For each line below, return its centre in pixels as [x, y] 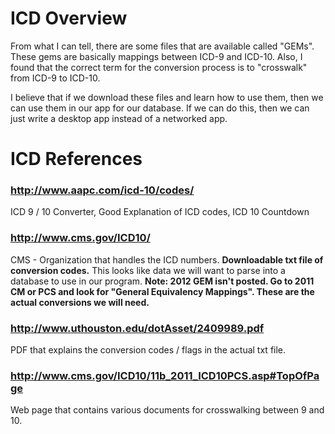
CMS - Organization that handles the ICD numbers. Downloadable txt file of [167, 259]
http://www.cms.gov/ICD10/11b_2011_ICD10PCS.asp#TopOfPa [165, 375]
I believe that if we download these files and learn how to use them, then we [167, 97]
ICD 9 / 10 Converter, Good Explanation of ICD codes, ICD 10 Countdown [160, 212]
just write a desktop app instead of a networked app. [119, 118]
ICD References [76, 159]
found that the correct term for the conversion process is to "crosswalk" [159, 67]
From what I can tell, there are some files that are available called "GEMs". [162, 46]
